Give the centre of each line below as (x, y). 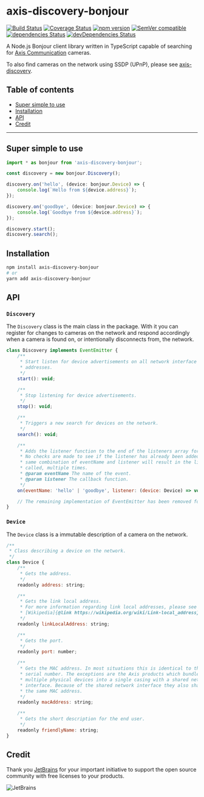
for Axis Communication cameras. (49, 52)
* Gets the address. (46, 573)
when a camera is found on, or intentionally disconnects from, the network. (100, 339)
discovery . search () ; (32, 235)
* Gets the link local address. (61, 602)
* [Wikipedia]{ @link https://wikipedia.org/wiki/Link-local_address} (110, 613)
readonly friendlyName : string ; (58, 730)
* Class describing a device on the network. (67, 551)
